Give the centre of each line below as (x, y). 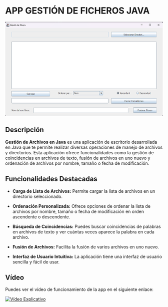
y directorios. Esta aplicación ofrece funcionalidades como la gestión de (79, 152)
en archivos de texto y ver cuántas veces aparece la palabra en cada (83, 232)
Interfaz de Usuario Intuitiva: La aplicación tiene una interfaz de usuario (87, 256)
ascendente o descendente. (41, 217)
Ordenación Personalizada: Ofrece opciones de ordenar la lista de (81, 206)
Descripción (24, 130)
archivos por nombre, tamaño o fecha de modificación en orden (78, 211)
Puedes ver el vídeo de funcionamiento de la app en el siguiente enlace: (79, 289)
